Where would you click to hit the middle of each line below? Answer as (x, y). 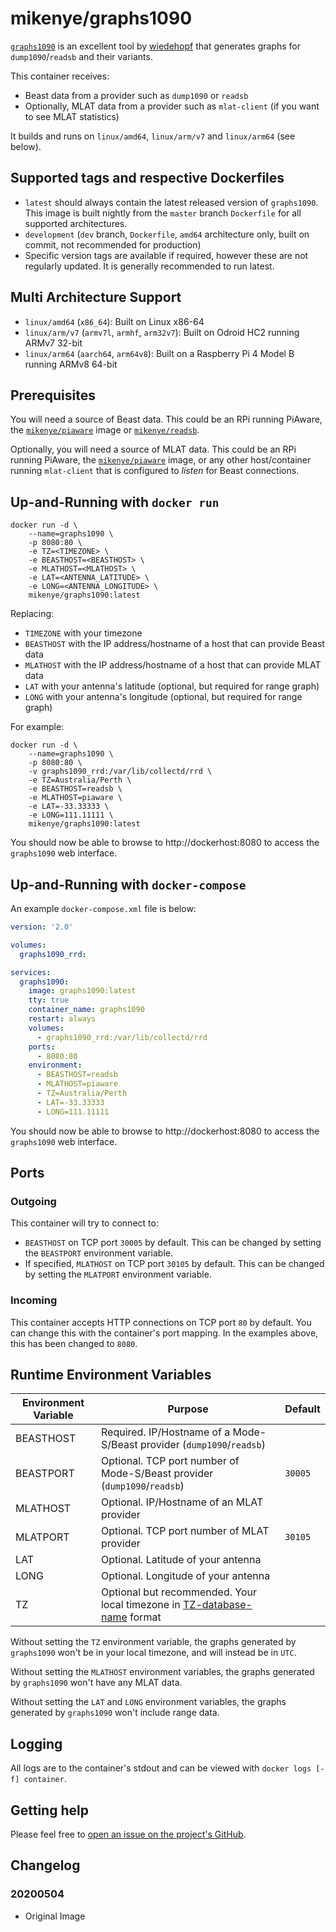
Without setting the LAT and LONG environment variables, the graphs (148, 1702)
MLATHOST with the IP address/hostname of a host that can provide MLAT (173, 665)
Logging (36, 1743)
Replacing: (32, 614)
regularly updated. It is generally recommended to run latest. (149, 266)
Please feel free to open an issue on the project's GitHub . (128, 1834)
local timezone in (140, 1605)
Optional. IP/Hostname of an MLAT (182, 1502)
